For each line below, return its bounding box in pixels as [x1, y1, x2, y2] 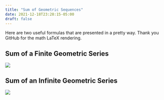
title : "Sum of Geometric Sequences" [5, 7, 83, 12]
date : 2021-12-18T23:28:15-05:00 [5, 12, 75, 17]
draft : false [5, 16, 32, 21]
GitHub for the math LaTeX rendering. [5, 35, 82, 41]
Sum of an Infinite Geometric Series [5, 76, 118, 85]
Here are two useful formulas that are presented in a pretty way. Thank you [5, 30, 159, 36]
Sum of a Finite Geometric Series [5, 49, 109, 58]
